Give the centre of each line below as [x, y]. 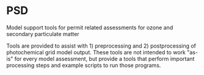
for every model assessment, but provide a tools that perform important [104, 59]
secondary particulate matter [43, 34]
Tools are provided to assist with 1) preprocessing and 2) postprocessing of [101, 46]
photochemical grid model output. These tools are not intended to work [96, 52]
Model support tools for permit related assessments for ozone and [90, 27]
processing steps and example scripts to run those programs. [84, 65]
